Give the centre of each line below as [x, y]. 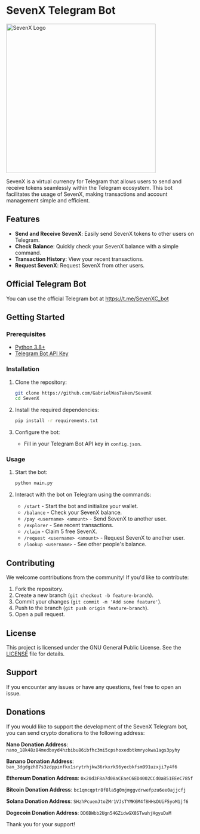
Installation [23, 369]
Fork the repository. [39, 589]
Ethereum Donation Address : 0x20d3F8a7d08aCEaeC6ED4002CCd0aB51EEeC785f [100, 778]
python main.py [34, 483]
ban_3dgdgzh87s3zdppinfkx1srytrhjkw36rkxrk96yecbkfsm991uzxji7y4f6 [92, 767]
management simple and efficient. [48, 200]
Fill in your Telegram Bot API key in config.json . [83, 444]
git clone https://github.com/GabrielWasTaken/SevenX [83, 393]
